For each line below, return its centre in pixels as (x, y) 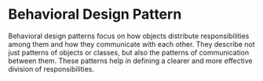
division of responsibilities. (51, 69)
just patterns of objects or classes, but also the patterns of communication (129, 52)
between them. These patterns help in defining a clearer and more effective (130, 61)
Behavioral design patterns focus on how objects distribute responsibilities (129, 36)
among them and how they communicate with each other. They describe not (131, 44)
